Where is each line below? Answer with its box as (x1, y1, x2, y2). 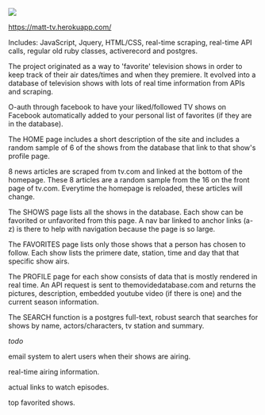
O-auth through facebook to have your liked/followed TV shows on (8, 102, 227, 111)
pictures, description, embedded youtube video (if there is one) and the (8, 289, 242, 298)
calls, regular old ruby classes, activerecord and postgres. (8, 46, 198, 56)
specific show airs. (8, 256, 70, 266)
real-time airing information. (8, 367, 100, 376)
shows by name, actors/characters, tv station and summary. (8, 321, 205, 330)
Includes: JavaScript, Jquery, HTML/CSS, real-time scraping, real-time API (8, 38, 252, 47)
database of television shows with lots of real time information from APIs (8, 79, 245, 87)
